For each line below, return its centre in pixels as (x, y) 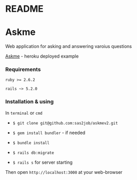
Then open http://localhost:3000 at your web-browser (64, 172)
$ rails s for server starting (43, 162)
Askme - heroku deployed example (42, 56)
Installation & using (30, 101)
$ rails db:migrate (33, 153)
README (24, 9)
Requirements (23, 69)
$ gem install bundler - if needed (49, 133)
